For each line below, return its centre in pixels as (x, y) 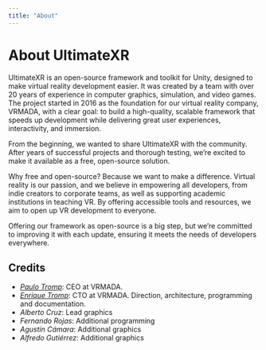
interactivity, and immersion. (55, 128)
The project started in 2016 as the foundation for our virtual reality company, (133, 103)
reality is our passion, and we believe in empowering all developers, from (128, 185)
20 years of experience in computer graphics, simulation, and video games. (132, 94)
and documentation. (53, 304)
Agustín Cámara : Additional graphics (80, 329)
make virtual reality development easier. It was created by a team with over (131, 86)
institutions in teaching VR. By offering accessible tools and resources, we (130, 201)
